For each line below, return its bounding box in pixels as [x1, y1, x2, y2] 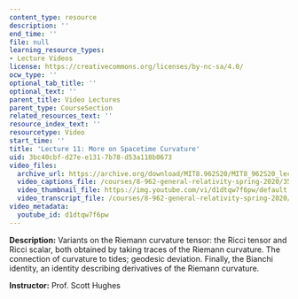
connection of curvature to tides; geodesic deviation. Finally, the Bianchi [9, 253, 273, 264]
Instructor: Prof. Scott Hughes [9, 280, 122, 290]
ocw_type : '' [9, 71, 58, 80]
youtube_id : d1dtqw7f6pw [17, 210, 109, 219]
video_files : [9, 161, 58, 170]
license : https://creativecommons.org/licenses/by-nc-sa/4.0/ [9, 63, 244, 72]
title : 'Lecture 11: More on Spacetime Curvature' [9, 144, 200, 153]
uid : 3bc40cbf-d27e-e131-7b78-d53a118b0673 [9, 152, 173, 162]
